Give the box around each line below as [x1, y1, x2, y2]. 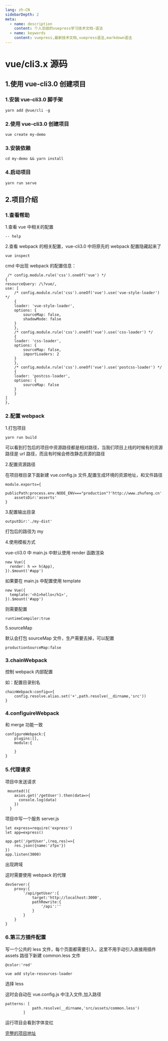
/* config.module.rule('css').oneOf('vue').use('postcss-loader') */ [14, 365, 162, 370]
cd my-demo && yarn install [5, 156, 64, 161]
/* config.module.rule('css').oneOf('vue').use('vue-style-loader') [14, 290, 160, 296]
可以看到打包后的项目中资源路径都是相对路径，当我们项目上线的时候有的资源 [5, 444, 163, 450]
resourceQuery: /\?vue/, [5, 282, 57, 287]
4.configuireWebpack [5, 710, 59, 717]
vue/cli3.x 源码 [5, 59, 68, 70]
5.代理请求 [5, 766, 31, 773]
